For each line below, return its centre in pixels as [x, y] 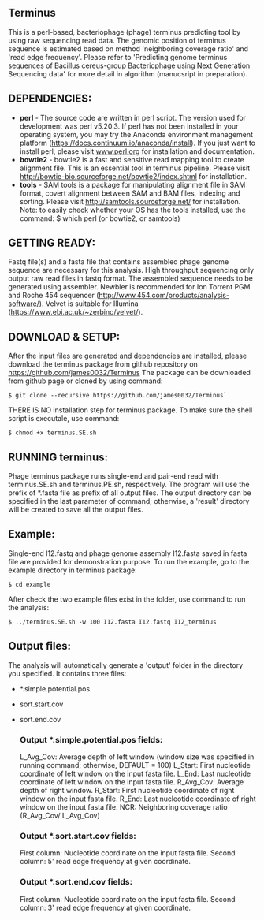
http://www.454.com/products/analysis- [164, 296]
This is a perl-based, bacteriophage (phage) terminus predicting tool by [125, 32]
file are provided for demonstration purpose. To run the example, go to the [129, 561]
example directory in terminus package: [73, 570]
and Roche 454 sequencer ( [54, 296]
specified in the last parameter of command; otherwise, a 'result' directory [129, 501]
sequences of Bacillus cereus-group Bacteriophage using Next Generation [129, 65]
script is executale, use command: [64, 419]
